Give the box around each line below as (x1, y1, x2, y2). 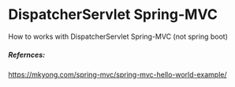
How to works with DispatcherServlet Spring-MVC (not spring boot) (8, 32, 229, 41)
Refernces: (8, 50, 46, 59)
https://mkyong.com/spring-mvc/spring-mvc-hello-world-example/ (8, 70, 227, 79)
